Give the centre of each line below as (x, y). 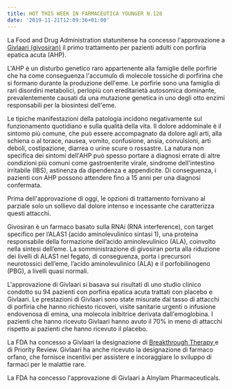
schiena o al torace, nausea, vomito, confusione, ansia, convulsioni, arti (109, 140)
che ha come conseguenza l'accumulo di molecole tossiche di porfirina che (115, 75)
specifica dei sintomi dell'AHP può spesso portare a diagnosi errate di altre (114, 155)
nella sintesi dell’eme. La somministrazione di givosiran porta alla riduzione (114, 249)
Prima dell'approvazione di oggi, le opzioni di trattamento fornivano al (106, 198)
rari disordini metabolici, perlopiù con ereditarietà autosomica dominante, (112, 90)
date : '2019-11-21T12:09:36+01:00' (59, 20)
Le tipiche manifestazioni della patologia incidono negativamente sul (105, 118)
